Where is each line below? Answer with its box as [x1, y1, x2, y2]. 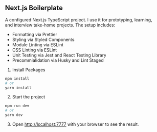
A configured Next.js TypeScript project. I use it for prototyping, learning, [5, 17, 153, 22]
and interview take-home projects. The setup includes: [5, 22, 115, 28]
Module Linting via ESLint [12, 41, 64, 48]
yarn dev [5, 113, 23, 117]
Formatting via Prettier [12, 31, 58, 37]
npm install [5, 76, 29, 81]
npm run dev [5, 103, 29, 109]
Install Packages [12, 67, 45, 73]
